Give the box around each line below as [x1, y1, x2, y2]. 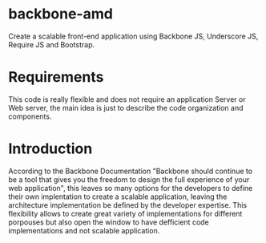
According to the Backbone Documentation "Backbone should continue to [8, 166, 253, 176]
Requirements [8, 68, 104, 87]
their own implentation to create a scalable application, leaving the [8, 192, 228, 201]
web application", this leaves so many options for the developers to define [8, 183, 253, 192]
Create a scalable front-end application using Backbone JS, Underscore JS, [8, 31, 259, 41]
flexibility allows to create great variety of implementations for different [8, 209, 243, 218]
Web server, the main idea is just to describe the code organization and [8, 103, 244, 112]
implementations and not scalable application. [8, 225, 160, 235]
